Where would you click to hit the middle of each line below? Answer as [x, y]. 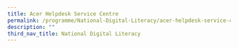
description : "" [31, 27]
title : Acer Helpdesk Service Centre [63, 14]
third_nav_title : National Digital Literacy [74, 34]
